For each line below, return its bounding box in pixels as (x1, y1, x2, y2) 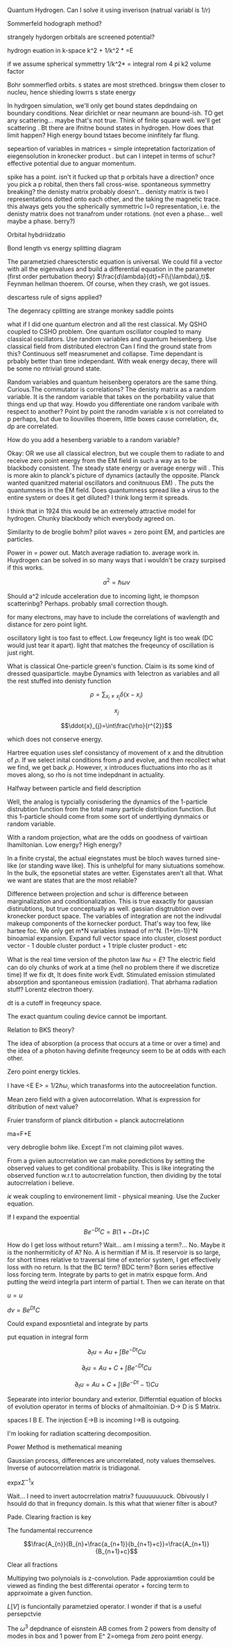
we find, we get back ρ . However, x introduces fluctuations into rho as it (7, 763, 213, 771)
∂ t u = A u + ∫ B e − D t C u (87, 1346, 146, 1358)
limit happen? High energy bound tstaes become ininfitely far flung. (7, 131, 200, 139)
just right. (7, 648, 35, 656)
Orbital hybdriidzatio (7, 231, 66, 238)
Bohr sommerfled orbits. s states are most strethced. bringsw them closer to (7, 81, 225, 89)
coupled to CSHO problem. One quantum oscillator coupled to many (7, 327, 202, 336)
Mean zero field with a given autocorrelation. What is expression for (7, 1095, 201, 1103)
